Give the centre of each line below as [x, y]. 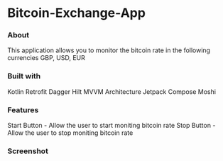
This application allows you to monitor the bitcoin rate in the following [109, 50]
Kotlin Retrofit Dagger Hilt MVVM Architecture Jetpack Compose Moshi [112, 91]
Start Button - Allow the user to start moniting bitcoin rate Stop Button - [111, 126]
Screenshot [28, 151]
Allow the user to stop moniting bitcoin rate [70, 133]
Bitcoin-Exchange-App [76, 13]
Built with [24, 76]
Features [23, 109]
